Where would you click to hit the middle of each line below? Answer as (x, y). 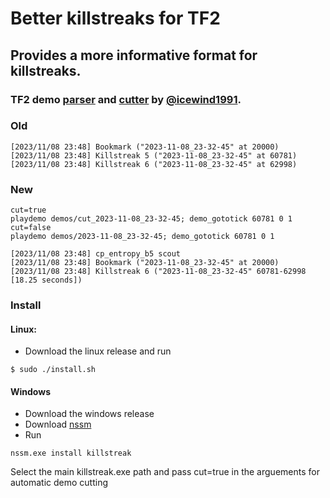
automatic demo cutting (59, 483)
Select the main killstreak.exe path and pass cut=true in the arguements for (165, 472)
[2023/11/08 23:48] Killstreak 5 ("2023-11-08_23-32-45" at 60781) (154, 155)
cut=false (31, 228)
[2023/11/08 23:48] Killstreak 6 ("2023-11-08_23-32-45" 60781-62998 (158, 272)
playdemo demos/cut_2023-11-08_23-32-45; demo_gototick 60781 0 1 (151, 219)
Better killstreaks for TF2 (115, 18)
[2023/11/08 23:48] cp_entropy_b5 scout (96, 254)
